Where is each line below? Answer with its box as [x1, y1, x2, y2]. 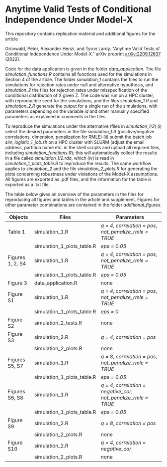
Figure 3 [7, 279, 27, 286]
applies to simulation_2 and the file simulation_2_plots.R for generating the [5, 166, 158, 172]
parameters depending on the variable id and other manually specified [5, 108, 149, 114]
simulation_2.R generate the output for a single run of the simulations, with [5, 103, 158, 109]
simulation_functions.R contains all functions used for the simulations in [5, 71, 152, 77]
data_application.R [34, 279, 78, 286]
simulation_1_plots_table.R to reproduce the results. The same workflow [5, 160, 152, 166]
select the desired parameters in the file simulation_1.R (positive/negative [5, 128, 155, 134]
